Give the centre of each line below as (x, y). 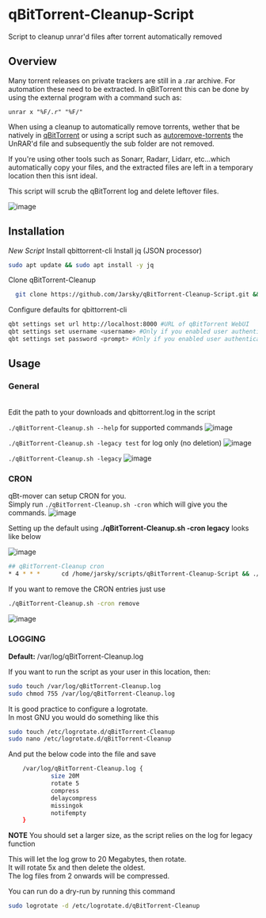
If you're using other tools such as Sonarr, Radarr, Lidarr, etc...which (120, 159)
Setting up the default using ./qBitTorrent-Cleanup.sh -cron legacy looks (129, 528)
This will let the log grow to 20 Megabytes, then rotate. (97, 859)
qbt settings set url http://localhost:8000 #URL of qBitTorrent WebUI (129, 324)
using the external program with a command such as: (95, 98)
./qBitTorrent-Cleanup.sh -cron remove (74, 603)
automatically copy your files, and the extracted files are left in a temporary (131, 167)
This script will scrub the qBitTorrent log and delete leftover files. (114, 191)
